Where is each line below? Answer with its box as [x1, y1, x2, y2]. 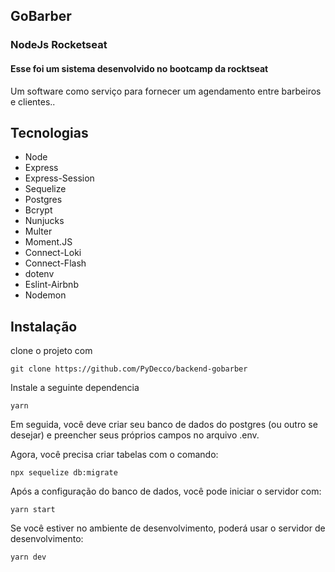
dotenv [24, 268, 55, 280]
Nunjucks [24, 215, 65, 227]
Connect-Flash [24, 257, 87, 269]
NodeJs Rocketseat [10, 38, 108, 52]
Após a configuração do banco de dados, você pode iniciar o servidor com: [10, 485, 322, 498]
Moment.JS [24, 236, 73, 248]
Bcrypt [24, 204, 53, 216]
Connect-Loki [24, 247, 82, 259]
